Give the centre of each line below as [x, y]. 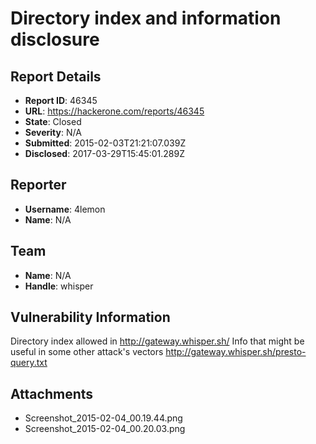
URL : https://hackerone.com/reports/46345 [114, 111]
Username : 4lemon [65, 209]
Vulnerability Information [90, 317]
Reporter [38, 185]
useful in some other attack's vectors [87, 352]
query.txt [29, 363]
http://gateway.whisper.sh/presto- [236, 352]
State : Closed [53, 121]
